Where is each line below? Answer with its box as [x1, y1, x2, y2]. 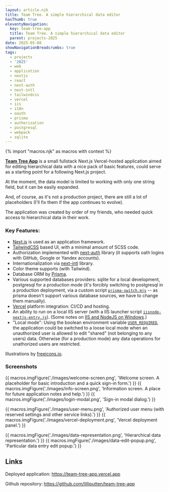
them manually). [12, 298, 46, 304]
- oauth [10, 111, 26, 116]
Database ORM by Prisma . [12, 271, 68, 277]
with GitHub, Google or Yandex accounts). [12, 255, 100, 261]
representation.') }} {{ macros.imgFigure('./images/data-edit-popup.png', [5, 437, 156, 443]
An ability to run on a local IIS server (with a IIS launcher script [12, 308, 142, 314]
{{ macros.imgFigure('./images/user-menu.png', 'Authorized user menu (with [5, 406, 164, 412]
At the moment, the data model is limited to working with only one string [5, 179, 155, 185]
